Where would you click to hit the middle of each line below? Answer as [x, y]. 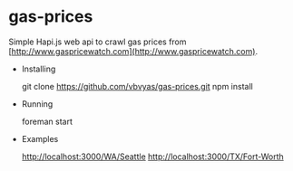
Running [37, 104]
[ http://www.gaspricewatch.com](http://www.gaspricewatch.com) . [133, 51]
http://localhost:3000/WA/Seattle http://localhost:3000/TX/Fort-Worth [153, 157]
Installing [39, 69]
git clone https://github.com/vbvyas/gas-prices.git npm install [137, 86]
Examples [40, 138]
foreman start [47, 121]
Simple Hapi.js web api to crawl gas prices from [98, 42]
